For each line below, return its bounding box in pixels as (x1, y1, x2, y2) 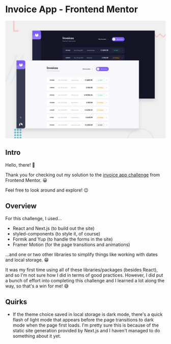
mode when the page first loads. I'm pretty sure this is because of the (12, 322, 159, 328)
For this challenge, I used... (5, 215, 62, 221)
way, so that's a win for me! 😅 (5, 283, 69, 289)
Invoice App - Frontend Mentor (5, 4, 138, 15)
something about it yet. (12, 333, 61, 339)
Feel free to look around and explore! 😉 (5, 187, 89, 193)
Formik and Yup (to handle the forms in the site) (12, 236, 113, 242)
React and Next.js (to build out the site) (12, 225, 95, 231)
